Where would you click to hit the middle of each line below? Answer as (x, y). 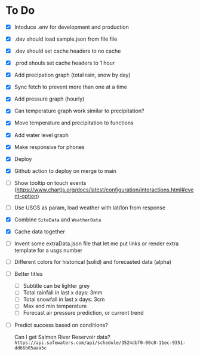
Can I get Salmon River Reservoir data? (62, 337)
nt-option (26, 196)
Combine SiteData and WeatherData (58, 220)
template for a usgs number (48, 250)
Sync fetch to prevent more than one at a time (71, 87)
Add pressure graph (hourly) (49, 99)
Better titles (28, 274)
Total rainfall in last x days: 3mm (63, 293)
